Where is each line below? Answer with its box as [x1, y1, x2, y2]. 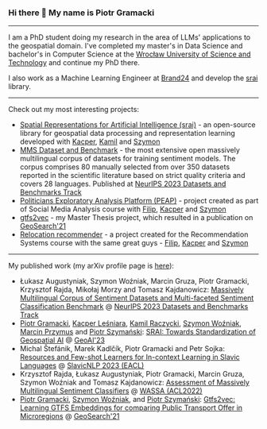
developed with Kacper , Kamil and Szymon [19, 137, 161, 146]
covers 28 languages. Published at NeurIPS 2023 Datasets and [19, 179, 226, 189]
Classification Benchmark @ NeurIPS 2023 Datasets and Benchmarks [19, 302, 249, 311]
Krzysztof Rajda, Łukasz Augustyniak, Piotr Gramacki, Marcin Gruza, [19, 369, 245, 379]
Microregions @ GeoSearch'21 [19, 412, 120, 421]
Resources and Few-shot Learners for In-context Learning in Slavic [19, 353, 240, 362]
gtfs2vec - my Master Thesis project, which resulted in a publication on [19, 213, 253, 222]
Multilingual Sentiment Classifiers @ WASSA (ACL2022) [19, 386, 203, 396]
